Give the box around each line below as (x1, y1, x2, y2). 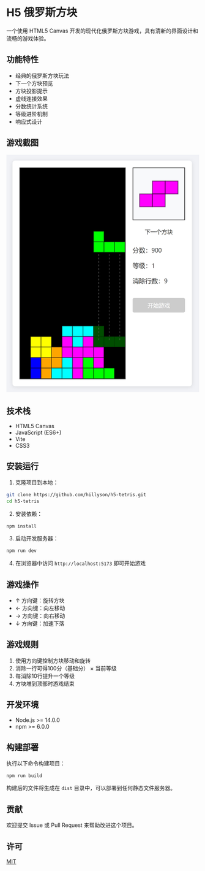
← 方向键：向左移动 (15, 605, 65, 612)
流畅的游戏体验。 (6, 34, 50, 42)
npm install (6, 523, 37, 529)
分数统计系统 (15, 102, 48, 110)
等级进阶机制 (15, 110, 48, 117)
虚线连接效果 (15, 94, 48, 102)
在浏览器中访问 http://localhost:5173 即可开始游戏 (15, 559, 146, 567)
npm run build (6, 772, 43, 779)
